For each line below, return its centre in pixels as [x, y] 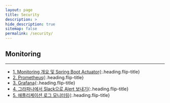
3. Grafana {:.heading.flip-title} [44, 83]
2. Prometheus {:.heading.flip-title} [48, 77]
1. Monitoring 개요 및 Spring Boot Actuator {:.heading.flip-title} [76, 72]
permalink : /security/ [29, 33]
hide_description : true [30, 24]
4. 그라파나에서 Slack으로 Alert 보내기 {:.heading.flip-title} [71, 89]
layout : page [19, 10]
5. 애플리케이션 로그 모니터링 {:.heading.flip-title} [61, 95]
